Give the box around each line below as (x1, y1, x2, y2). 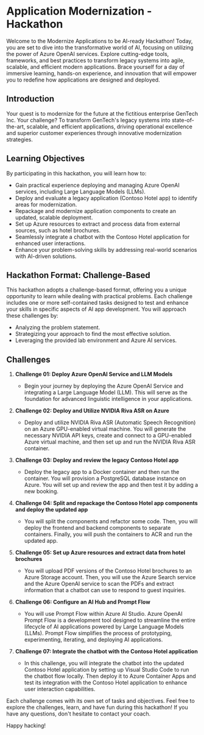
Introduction (6, 94, 55, 104)
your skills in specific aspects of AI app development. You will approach (6, 305, 187, 313)
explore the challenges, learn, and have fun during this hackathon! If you (6, 704, 188, 711)
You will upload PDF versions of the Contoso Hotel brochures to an (24, 567, 192, 574)
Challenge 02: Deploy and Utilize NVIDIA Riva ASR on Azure (15, 407, 169, 414)
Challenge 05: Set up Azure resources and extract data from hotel (15, 549, 186, 556)
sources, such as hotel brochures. (15, 226, 101, 234)
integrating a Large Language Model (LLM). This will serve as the (24, 389, 188, 396)
